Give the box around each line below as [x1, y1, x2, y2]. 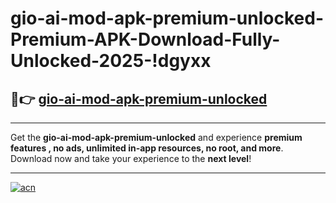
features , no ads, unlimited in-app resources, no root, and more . [10, 142, 284, 154]
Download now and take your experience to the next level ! [10, 153, 252, 164]
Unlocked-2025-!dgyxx [10, 50, 212, 72]
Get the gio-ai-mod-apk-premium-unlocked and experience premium [10, 132, 303, 143]
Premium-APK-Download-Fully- [10, 28, 281, 51]
